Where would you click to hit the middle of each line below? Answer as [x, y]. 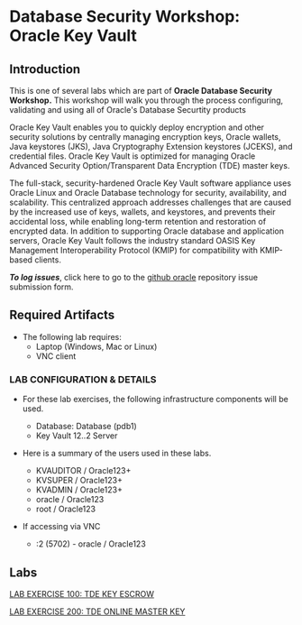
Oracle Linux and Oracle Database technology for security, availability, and [148, 193]
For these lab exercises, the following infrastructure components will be [155, 400]
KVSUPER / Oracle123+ [79, 481]
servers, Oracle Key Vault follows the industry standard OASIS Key [133, 240]
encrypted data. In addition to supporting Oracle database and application [146, 231]
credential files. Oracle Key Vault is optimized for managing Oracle [133, 156]
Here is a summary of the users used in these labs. [117, 454]
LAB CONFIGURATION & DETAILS [83, 379]
